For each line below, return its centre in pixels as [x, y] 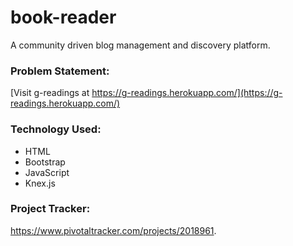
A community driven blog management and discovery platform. [140, 45]
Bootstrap [45, 162]
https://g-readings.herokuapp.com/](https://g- [187, 93]
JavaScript [47, 172]
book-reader [63, 17]
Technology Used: [56, 129]
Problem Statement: [60, 71]
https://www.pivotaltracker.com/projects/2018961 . [113, 230]
